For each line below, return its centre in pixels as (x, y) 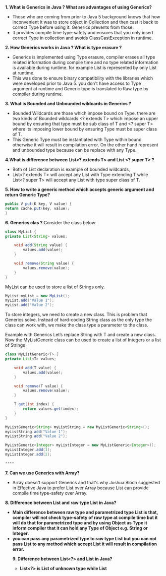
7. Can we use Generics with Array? (42, 473)
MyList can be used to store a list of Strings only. (55, 287)
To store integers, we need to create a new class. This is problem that (76, 315)
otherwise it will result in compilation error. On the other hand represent (85, 145)
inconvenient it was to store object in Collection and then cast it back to (85, 22)
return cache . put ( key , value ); (37, 208)
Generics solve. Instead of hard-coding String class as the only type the (79, 320)
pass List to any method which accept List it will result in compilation (84, 544)
